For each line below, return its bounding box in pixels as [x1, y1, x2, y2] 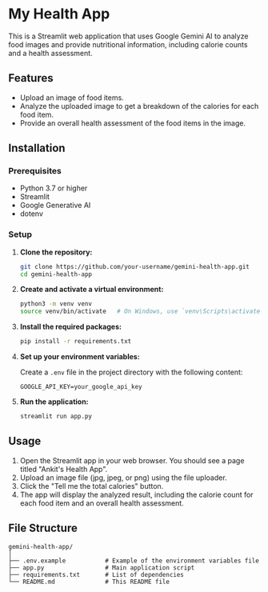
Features [8, 71, 54, 85]
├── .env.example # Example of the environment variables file [8, 557, 260, 565]
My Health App [8, 5, 110, 23]
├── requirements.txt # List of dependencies [8, 570, 184, 578]
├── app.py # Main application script [8, 563, 195, 572]
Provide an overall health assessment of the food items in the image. [19, 118, 246, 128]
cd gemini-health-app [19, 270, 92, 278]
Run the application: [19, 397, 90, 406]
